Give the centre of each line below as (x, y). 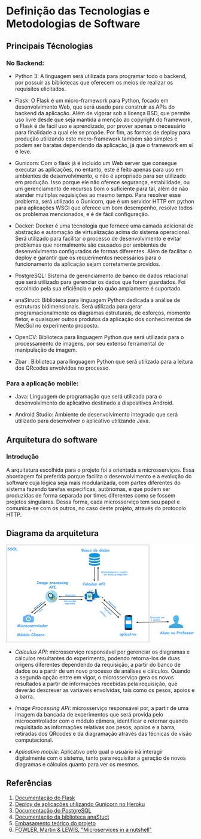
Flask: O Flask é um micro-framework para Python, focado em (92, 100)
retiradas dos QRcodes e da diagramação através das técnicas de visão (103, 734)
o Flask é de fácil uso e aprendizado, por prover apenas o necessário (100, 126)
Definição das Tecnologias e (78, 11)
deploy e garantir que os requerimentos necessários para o (88, 257)
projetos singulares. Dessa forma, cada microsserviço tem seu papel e (93, 502)
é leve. (23, 151)
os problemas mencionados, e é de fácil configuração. (82, 214)
